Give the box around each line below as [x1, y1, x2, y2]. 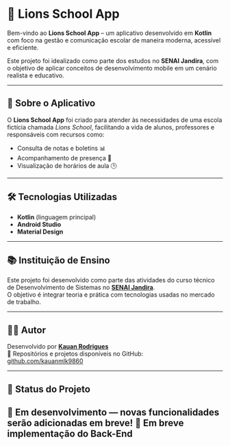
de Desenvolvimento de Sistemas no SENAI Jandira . [7, 284, 155, 292]
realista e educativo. [7, 71, 64, 79]
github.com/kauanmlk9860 [7, 357, 84, 365]
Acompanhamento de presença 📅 [16, 153, 112, 162]
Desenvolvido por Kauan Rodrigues [7, 343, 109, 351]
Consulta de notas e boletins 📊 [16, 144, 106, 152]
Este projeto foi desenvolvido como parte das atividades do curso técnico [7, 276, 215, 284]
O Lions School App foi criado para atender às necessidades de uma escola [7, 116, 222, 124]
